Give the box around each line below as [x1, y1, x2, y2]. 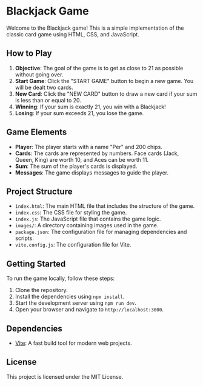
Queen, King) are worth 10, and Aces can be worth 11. [15, 156, 149, 163]
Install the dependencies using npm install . [15, 293, 125, 301]
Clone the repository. [15, 287, 68, 294]
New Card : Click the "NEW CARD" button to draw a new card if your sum [15, 90, 198, 98]
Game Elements [6, 127, 67, 138]
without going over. [15, 71, 64, 78]
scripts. [15, 235, 35, 242]
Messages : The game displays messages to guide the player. [15, 168, 168, 176]
